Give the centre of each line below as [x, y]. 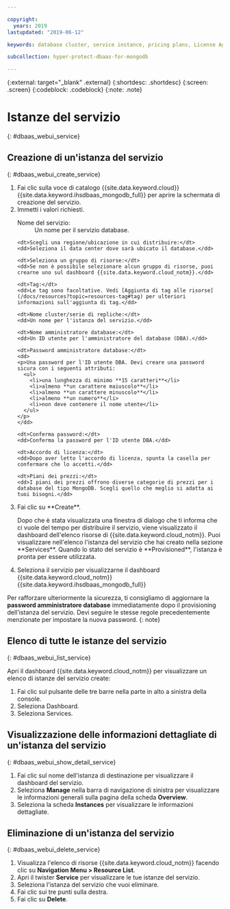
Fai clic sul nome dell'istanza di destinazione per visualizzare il [105, 775]
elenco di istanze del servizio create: [59, 678]
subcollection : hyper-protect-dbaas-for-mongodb [78, 57]
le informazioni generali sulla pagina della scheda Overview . [102, 797]
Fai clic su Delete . [42, 899]
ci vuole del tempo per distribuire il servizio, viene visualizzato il [107, 527]
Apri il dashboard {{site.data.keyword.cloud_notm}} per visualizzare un [107, 671]
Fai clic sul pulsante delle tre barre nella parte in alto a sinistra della [112, 691]
